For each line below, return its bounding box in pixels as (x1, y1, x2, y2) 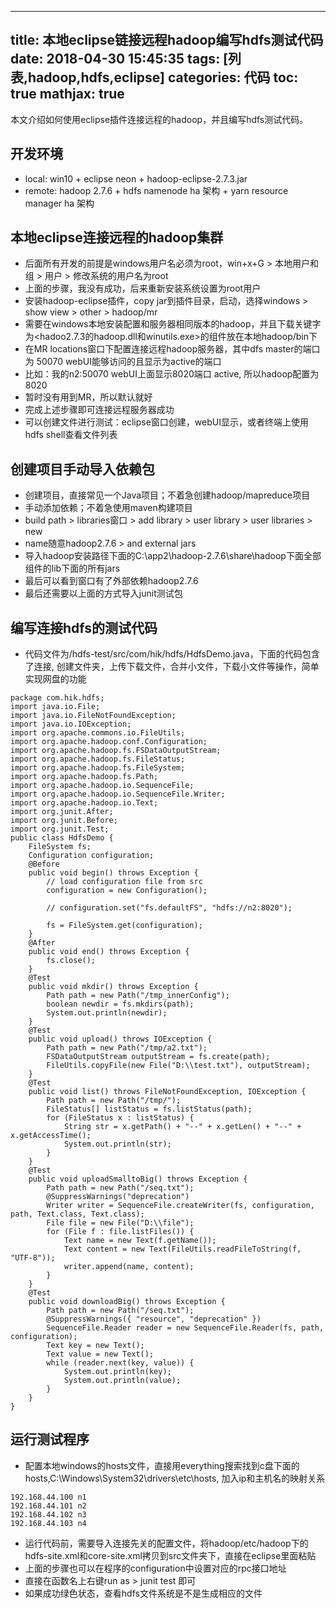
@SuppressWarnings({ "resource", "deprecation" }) (46, 1314, 262, 1325)
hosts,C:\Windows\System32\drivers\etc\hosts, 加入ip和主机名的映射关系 (24, 1472, 326, 1484)
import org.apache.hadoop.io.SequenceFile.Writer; (10, 789, 226, 800)
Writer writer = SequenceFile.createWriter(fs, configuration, (46, 1201, 315, 1211)
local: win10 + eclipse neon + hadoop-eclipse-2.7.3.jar (24, 172, 248, 185)
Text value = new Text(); (46, 1349, 155, 1360)
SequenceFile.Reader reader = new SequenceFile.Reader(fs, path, (46, 1323, 325, 1333)
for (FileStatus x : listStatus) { (46, 1113, 195, 1123)
